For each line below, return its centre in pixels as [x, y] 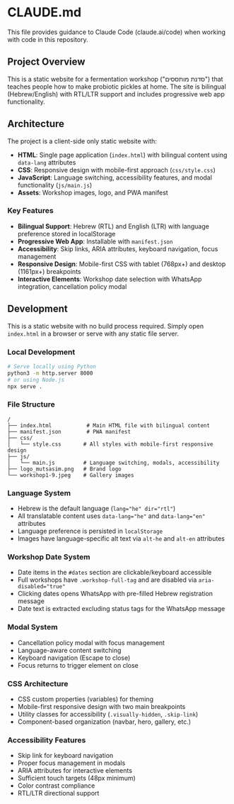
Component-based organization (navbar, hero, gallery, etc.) [104, 722]
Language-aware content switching [69, 650]
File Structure [31, 404]
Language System [39, 492]
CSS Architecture [38, 683]
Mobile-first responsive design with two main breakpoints [101, 706]
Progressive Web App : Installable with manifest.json [95, 241]
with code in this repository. [48, 39]
